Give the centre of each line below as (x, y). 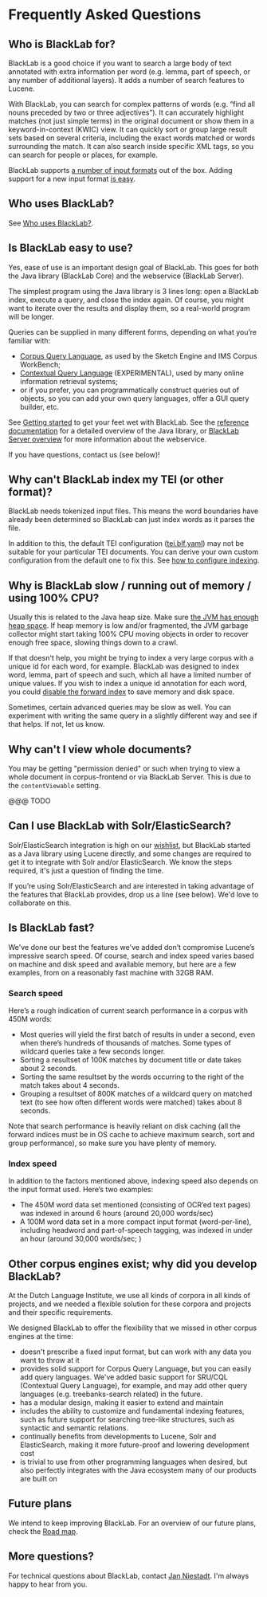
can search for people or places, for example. (83, 155)
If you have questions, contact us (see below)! (84, 454)
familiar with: (29, 340)
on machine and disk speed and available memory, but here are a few (122, 964)
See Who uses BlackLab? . (51, 223)
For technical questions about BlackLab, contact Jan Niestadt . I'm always (129, 1575)
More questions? (51, 1557)
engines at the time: (41, 1336)
